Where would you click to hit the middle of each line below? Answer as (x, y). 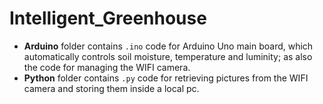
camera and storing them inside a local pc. (111, 88)
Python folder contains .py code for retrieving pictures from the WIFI (166, 78)
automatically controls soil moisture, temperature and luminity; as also (168, 56)
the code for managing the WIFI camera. (107, 67)
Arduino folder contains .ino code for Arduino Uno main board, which (168, 46)
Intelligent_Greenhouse (108, 18)
